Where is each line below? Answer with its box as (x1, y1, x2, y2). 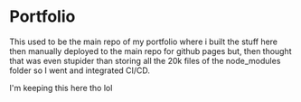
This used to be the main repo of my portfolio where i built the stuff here (9, 36, 278, 47)
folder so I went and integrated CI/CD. (9, 65, 151, 76)
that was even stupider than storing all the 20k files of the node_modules (9, 55, 281, 66)
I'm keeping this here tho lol (9, 82, 113, 93)
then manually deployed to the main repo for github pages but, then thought (9, 45, 292, 56)
